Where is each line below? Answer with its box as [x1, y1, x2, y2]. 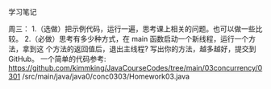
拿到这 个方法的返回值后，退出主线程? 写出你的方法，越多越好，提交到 [22, 44, 256, 54]
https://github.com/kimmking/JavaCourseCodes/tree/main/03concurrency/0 [8, 63, 263, 72]
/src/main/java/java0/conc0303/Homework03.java [22, 71, 190, 81]
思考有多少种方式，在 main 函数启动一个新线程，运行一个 [59, 34, 249, 43]
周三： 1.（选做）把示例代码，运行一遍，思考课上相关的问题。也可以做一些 [8, 24, 256, 34]
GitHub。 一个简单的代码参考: [8, 55, 106, 63]
